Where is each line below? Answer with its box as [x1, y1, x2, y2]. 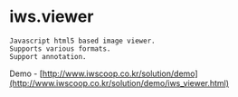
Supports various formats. [9, 44, 111, 53]
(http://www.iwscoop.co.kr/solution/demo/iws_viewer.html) [9, 77, 229, 88]
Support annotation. [9, 52, 88, 61]
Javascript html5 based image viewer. [9, 36, 156, 45]
